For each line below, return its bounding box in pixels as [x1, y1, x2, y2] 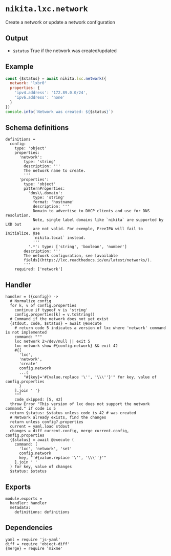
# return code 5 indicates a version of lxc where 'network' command [14, 325, 166, 331]
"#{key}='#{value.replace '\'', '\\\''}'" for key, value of [24, 375, 157, 380]
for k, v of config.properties [10, 303, 77, 308]
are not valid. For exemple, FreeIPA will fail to [32, 227, 143, 232]
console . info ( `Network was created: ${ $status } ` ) [5, 109, 114, 114]
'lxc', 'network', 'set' [18, 447, 72, 452]
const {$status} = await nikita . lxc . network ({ [5, 76, 106, 81]
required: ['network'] [14, 266, 63, 272]
